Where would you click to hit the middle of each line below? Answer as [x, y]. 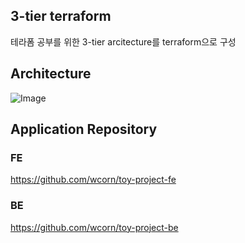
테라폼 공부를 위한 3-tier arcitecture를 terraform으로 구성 [123, 41]
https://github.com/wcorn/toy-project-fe [93, 180]
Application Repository [84, 129]
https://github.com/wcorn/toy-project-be [94, 227]
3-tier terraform [61, 16]
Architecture [51, 74]
